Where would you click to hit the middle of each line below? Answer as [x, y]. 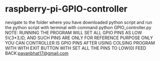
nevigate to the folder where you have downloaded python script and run [79, 22]
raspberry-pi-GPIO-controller [66, 9]
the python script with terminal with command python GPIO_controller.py [78, 27]
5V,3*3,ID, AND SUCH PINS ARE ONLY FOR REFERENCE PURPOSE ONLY [79, 38]
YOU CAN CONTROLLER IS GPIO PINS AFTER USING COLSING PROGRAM [80, 43]
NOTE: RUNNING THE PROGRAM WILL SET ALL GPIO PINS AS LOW [74, 32]
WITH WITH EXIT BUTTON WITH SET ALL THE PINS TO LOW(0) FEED [76, 48]
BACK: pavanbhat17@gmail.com [37, 53]
